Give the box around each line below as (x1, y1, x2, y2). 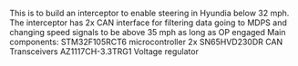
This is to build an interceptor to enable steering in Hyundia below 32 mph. (9, 8, 290, 18)
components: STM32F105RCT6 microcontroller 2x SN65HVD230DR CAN (9, 36, 283, 47)
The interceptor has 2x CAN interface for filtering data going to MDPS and (9, 17, 287, 28)
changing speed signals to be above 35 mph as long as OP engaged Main (9, 27, 286, 37)
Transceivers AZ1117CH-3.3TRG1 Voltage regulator (9, 46, 199, 57)
